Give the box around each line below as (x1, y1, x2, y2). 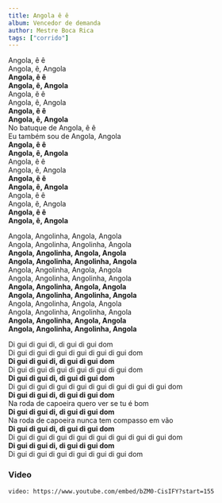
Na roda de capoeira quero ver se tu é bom (8, 399, 149, 408)
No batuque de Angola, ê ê (8, 123, 97, 133)
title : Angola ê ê (8, 11, 69, 20)
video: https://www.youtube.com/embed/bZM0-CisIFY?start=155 (8, 487, 215, 495)
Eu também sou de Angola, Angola (8, 132, 121, 141)
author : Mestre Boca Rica (8, 26, 94, 34)
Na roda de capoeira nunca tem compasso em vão (8, 416, 174, 425)
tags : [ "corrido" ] (8, 33, 69, 42)
